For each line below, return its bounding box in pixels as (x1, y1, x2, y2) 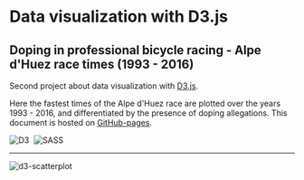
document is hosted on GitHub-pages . (9, 118, 152, 128)
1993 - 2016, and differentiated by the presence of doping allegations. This (9, 108, 288, 118)
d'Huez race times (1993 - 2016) (9, 56, 195, 71)
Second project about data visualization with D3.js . (9, 81, 199, 91)
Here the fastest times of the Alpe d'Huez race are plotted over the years (9, 98, 281, 109)
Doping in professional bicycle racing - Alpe (9, 43, 262, 58)
